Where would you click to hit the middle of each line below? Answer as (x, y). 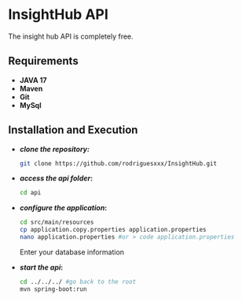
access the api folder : (56, 178)
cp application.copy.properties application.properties (113, 230)
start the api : (41, 267)
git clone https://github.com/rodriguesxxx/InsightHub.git (118, 163)
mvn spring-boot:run (53, 289)
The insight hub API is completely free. (71, 36)
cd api (30, 193)
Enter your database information (71, 252)
